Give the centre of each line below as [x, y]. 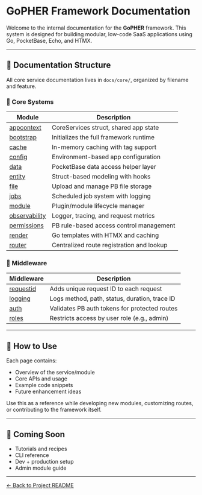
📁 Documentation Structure [59, 65]
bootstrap [23, 137]
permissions [26, 225]
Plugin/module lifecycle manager [98, 206]
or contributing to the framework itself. [54, 410]
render [19, 235]
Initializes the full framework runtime [103, 137]
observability [28, 216]
